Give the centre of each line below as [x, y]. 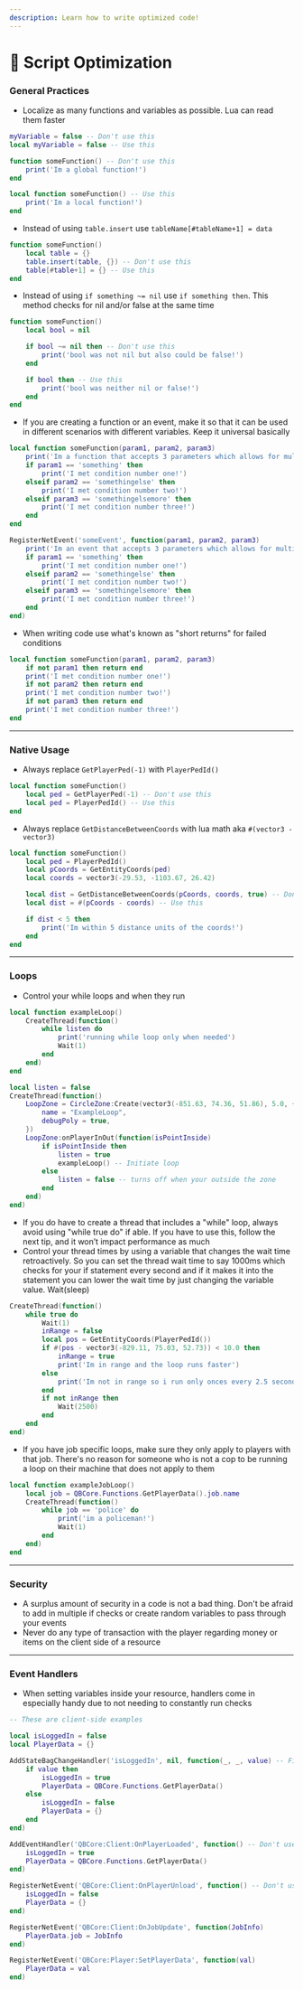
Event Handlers [44, 1674]
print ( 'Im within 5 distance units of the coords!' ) [143, 927]
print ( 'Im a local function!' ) [84, 203]
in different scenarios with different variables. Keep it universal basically [156, 432]
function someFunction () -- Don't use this [92, 161]
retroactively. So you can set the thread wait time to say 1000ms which [154, 1261]
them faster [44, 120]
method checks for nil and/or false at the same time [118, 305]
